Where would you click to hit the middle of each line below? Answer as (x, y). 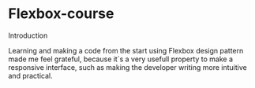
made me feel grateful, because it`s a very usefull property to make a (121, 59)
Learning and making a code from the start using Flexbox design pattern (126, 50)
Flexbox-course (61, 14)
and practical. (30, 75)
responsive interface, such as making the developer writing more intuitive (127, 67)
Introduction (28, 35)
